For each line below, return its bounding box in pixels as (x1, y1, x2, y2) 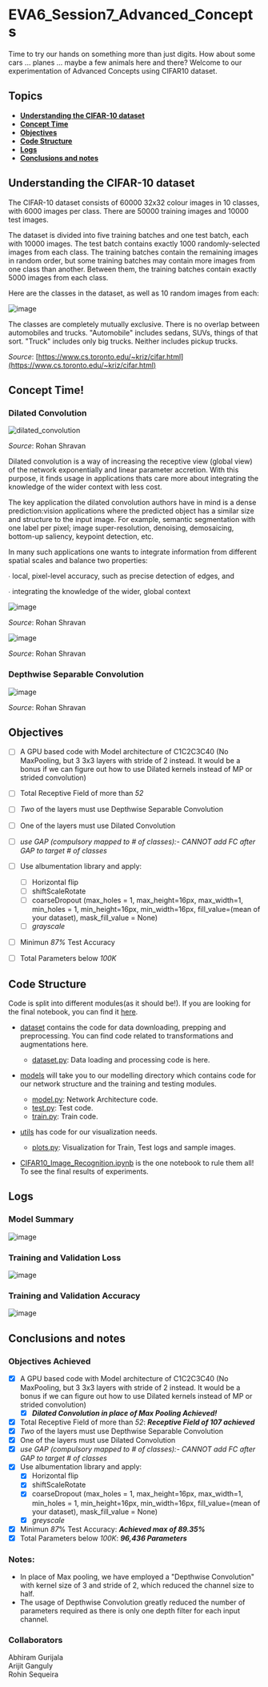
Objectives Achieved (8, 1356, 91, 1367)
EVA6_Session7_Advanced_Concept (8, 6, 254, 24)
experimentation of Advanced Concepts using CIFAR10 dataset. (8, 66, 218, 75)
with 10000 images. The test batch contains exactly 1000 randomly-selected (8, 239, 260, 248)
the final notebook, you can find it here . (8, 1006, 138, 1016)
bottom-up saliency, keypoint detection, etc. (8, 532, 154, 541)
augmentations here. (19, 1039, 89, 1049)
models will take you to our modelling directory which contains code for (19, 1070, 256, 1080)
